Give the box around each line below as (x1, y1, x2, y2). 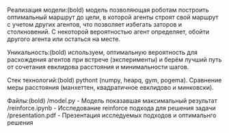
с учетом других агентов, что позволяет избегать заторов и (7, 21, 183, 28)
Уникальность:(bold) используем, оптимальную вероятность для (7, 48, 198, 56)
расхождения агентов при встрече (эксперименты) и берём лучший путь (7, 56, 222, 64)
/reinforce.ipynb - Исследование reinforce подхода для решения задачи (7, 104, 216, 112)
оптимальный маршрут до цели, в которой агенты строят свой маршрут (7, 13, 219, 21)
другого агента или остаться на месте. (7, 35, 121, 43)
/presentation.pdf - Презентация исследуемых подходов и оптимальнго (7, 111, 217, 119)
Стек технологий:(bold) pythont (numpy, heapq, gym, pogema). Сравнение (7, 76, 222, 84)
